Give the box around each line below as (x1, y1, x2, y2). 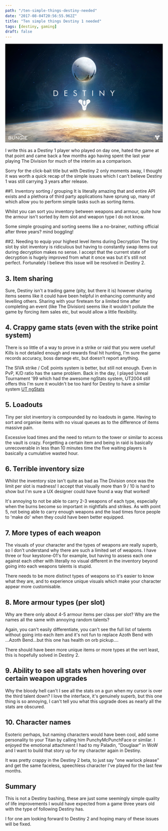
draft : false (5, 29, 32, 35)
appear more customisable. (5, 584, 61, 590)
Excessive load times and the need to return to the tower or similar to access (5, 434, 163, 440)
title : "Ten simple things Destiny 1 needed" (5, 19, 101, 24)
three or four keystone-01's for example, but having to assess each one (5, 553, 152, 559)
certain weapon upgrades (5, 674, 87, 683)
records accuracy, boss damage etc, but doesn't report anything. (5, 355, 139, 361)
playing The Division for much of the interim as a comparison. (5, 158, 132, 164)
